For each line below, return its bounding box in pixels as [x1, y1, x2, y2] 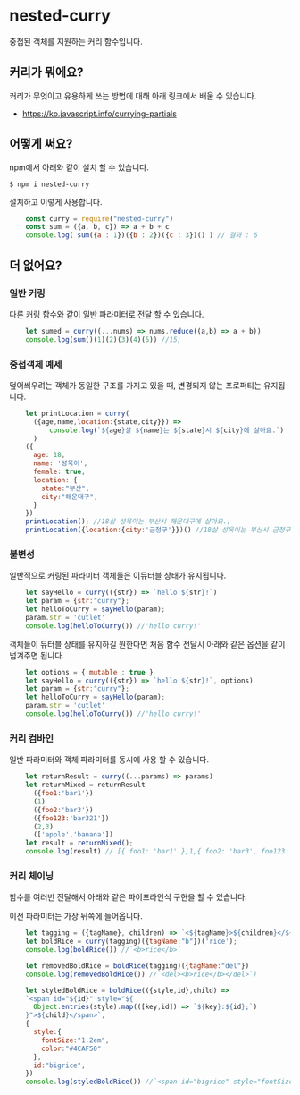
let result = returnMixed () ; [25, 838, 134, 848]
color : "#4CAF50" [41, 1044, 102, 1053]
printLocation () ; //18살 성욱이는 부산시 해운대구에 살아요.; [25, 517, 232, 526]
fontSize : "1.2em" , [41, 1035, 110, 1045]
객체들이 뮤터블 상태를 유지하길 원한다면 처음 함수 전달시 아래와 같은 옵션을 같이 [9, 639, 286, 649]
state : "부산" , [41, 484, 90, 493]
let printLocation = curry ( [25, 409, 129, 418]
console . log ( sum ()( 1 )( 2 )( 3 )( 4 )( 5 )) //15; [25, 335, 182, 344]
